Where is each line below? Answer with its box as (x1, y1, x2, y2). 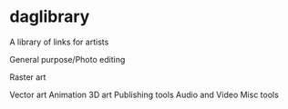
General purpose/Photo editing (9, 54, 126, 64)
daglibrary (9, 6, 90, 27)
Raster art (9, 71, 46, 83)
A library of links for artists (9, 36, 109, 47)
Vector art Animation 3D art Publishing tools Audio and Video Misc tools (9, 89, 280, 100)
